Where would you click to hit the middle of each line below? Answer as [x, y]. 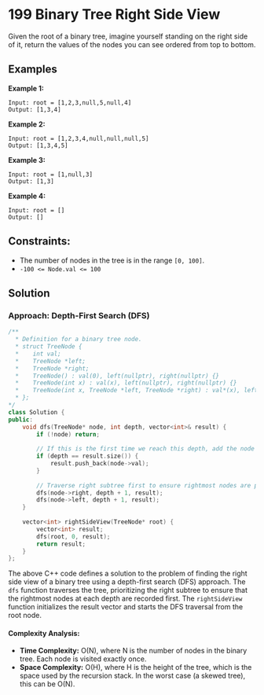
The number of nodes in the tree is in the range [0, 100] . [112, 260]
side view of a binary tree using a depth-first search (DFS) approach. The [127, 582]
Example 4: [27, 196]
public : [21, 419]
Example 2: [27, 124]
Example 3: [27, 160]
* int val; [38, 354]
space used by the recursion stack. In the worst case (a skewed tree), [132, 676]
